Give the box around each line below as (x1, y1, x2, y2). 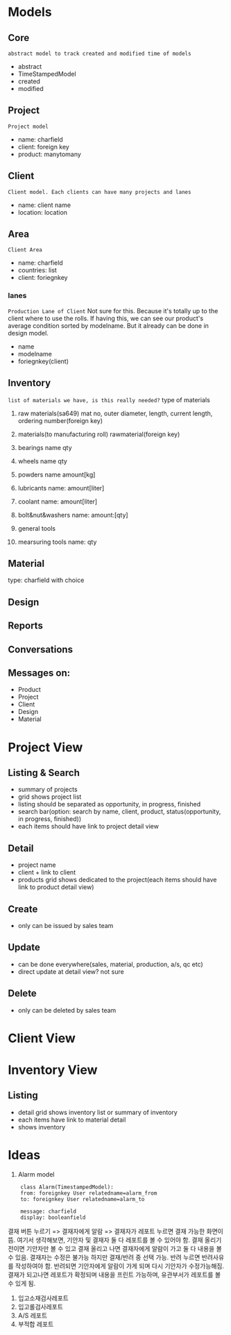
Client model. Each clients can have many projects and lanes (8, 188, 191, 195)
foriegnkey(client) (17, 357, 69, 365)
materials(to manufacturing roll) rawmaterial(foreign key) (17, 430, 180, 438)
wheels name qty (17, 456, 68, 465)
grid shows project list (17, 793, 82, 801)
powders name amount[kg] (17, 470, 96, 479)
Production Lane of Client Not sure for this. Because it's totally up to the (8, 306, 219, 315)
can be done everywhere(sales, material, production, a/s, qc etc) (17, 960, 203, 968)
